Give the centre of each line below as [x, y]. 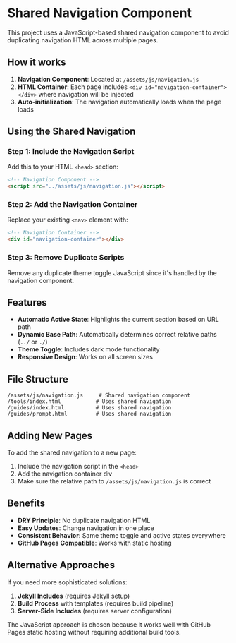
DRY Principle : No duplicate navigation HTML [84, 520]
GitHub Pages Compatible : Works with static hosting [94, 543]
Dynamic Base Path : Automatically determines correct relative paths [117, 335]
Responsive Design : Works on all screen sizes [85, 357]
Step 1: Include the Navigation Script [71, 152]
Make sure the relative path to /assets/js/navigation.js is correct [114, 481]
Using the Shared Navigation [72, 132]
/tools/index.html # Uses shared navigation [89, 402]
